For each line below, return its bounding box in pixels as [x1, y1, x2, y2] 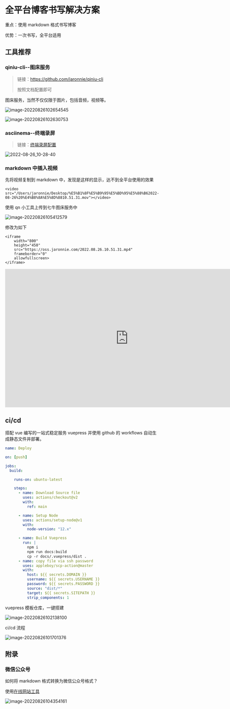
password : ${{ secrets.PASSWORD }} [27, 582, 100, 586]
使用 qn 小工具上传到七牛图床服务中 [5, 205, 78, 211]
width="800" [14, 239, 38, 244]
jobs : [5, 463, 16, 468]
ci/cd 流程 [5, 624, 26, 630]
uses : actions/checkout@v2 [23, 495, 78, 500]
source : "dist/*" [27, 586, 63, 591]
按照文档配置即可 [17, 87, 52, 92]
